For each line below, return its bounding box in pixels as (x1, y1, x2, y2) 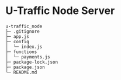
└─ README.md (5, 69, 37, 75)
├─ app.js (5, 33, 30, 39)
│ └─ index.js (5, 44, 43, 50)
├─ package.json (5, 64, 45, 70)
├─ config (5, 39, 30, 44)
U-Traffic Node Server (5, 4, 115, 18)
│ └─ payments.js (5, 54, 50, 60)
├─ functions (5, 48, 37, 55)
